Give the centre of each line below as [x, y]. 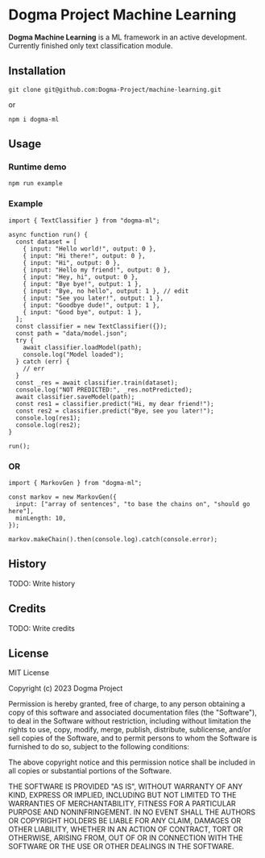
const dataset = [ [47, 242]
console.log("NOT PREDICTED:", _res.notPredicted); [104, 390]
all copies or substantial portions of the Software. [90, 771]
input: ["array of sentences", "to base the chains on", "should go [133, 504]
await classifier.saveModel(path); [75, 396]
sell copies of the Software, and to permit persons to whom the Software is [133, 738]
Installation [37, 71]
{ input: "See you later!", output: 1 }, [93, 298]
